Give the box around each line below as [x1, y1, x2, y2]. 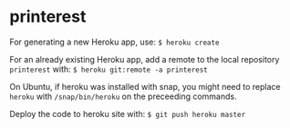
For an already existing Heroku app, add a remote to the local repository [9, 54, 280, 64]
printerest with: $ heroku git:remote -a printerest [9, 64, 208, 74]
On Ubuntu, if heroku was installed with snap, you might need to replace [9, 81, 281, 92]
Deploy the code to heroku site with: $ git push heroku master [9, 108, 246, 119]
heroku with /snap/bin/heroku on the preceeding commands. [9, 91, 237, 102]
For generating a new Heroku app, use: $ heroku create [9, 36, 220, 47]
